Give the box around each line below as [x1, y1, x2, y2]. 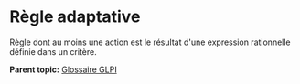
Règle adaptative [9, 6, 141, 27]
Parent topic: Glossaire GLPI [9, 64, 117, 75]
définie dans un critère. [9, 46, 98, 57]
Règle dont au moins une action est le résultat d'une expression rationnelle [9, 37, 291, 47]
